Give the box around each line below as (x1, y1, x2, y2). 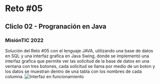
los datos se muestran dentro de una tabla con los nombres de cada (5, 68, 142, 74)
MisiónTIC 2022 (5, 37, 44, 44)
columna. (5, 73, 24, 79)
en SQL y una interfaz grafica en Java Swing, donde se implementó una (5, 53, 149, 59)
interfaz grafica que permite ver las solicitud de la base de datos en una (5, 58, 150, 64)
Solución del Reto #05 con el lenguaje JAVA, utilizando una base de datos (5, 48, 154, 53)
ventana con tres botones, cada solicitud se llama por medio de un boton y (5, 63, 155, 69)
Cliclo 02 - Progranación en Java (5, 22, 106, 31)
